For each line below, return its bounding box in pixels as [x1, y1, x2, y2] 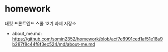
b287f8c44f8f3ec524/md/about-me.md [12, 41, 95, 47]
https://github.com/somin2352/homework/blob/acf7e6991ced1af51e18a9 [12, 36, 163, 42]
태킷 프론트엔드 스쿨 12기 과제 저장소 [5, 20, 76, 26]
